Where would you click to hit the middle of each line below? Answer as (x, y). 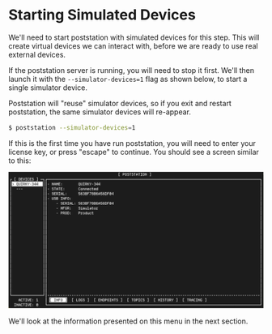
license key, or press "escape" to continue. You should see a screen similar (134, 152)
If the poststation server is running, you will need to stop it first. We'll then (132, 70)
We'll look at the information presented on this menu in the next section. (128, 321)
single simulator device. (48, 88)
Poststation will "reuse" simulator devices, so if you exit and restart (120, 103)
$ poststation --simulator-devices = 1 (72, 127)
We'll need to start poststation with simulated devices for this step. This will (134, 37)
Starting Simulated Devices (102, 15)
